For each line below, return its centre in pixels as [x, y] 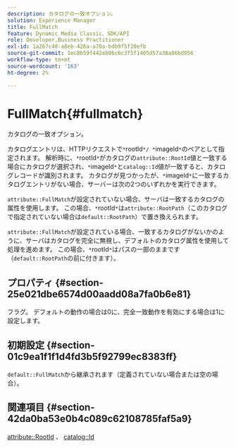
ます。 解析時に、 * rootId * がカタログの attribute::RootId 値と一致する [126, 158]
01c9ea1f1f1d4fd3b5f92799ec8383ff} [92, 356]
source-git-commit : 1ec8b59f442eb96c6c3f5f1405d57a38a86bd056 [100, 54]
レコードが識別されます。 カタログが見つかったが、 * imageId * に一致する [118, 175]
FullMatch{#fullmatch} [75, 114]
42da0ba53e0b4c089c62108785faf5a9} [100, 419]
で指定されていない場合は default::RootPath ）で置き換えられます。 [105, 217]
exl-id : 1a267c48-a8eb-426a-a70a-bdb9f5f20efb [77, 46]
